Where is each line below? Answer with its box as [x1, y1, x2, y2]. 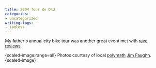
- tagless [5, 25, 25, 30]
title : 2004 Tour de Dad [5, 7, 55, 12]
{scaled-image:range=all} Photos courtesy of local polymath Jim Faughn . [5, 52, 152, 58]
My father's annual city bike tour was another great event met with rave [5, 38, 148, 44]
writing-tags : [5, 20, 34, 25]
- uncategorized [5, 16, 38, 21]
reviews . [5, 43, 22, 49]
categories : [5, 11, 29, 16]
